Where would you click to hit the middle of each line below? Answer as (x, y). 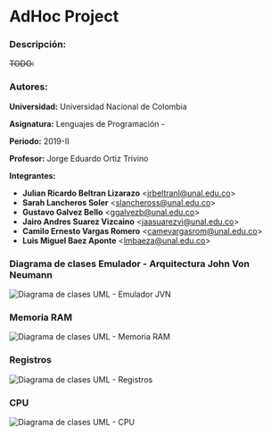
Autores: (29, 87)
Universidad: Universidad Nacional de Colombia (98, 106)
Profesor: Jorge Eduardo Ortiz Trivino (79, 158)
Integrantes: (33, 175)
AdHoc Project (64, 17)
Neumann (31, 274)
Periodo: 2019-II (39, 141)
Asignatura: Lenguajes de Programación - (87, 123)
